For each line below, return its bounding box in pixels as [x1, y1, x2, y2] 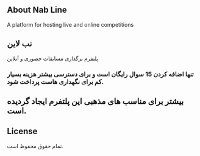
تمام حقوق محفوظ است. [7, 142, 63, 149]
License [7, 126, 38, 137]
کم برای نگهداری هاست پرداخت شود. [7, 77, 104, 86]
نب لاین [7, 39, 32, 49]
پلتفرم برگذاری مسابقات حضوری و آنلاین [7, 55, 99, 62]
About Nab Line [7, 5, 68, 15]
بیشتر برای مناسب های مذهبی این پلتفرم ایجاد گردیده [7, 96, 184, 106]
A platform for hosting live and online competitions [7, 21, 134, 28]
